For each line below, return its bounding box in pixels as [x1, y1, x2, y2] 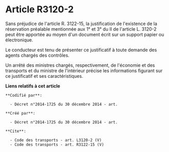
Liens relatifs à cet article [5, 83, 60, 89]
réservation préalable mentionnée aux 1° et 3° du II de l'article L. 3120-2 [5, 26, 157, 32]
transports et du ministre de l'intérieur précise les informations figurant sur [5, 68, 163, 74]
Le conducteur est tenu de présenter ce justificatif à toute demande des [5, 47, 157, 53]
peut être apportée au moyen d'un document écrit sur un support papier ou [5, 31, 164, 37]
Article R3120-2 [5, 4, 74, 15]
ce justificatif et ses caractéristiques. [5, 73, 83, 79]
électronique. [5, 37, 33, 43]
